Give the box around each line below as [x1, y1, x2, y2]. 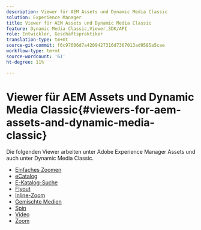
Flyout [14, 186, 31, 193]
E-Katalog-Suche [14, 179, 58, 186]
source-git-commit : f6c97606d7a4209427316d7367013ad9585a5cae [6, 43, 165, 49]
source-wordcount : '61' [6, 53, 66, 59]
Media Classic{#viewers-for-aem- [6, 103, 181, 117]
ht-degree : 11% [6, 59, 44, 65]
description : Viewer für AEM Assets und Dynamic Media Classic [6, 8, 168, 15]
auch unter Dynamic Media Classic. [6, 154, 94, 162]
